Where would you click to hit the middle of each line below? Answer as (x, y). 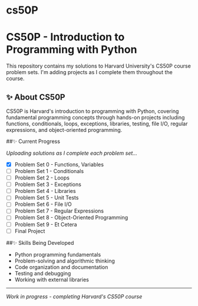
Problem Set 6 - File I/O (43, 204)
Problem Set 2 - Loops (42, 178)
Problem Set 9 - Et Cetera (46, 224)
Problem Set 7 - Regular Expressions (59, 211)
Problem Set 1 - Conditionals (49, 171)
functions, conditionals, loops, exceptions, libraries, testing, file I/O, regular (97, 124)
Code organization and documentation (61, 267)
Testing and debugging (43, 273)
